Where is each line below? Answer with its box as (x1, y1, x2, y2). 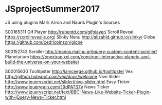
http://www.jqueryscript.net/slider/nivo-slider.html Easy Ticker (5, 79, 130, 85)
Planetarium (5, 53, 29, 59)
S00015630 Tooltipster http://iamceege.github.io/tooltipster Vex (5, 68, 133, 74)
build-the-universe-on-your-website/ (5, 59, 79, 65)
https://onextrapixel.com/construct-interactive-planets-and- (30, 53, 151, 59)
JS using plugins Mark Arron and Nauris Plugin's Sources (5, 19, 120, 25)
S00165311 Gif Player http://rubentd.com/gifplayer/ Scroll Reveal (5, 29, 134, 35)
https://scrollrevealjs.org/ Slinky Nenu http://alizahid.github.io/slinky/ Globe (5, 34, 156, 40)
